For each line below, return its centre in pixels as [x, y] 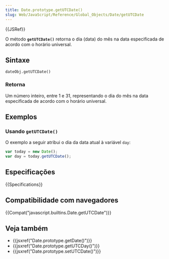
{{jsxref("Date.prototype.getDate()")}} [52, 241]
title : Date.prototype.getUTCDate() [44, 10]
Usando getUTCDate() [32, 131]
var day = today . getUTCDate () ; [38, 157]
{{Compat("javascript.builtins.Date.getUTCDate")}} [58, 212]
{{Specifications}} [24, 184]
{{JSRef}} [15, 29]
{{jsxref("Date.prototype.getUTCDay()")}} [56, 246]
